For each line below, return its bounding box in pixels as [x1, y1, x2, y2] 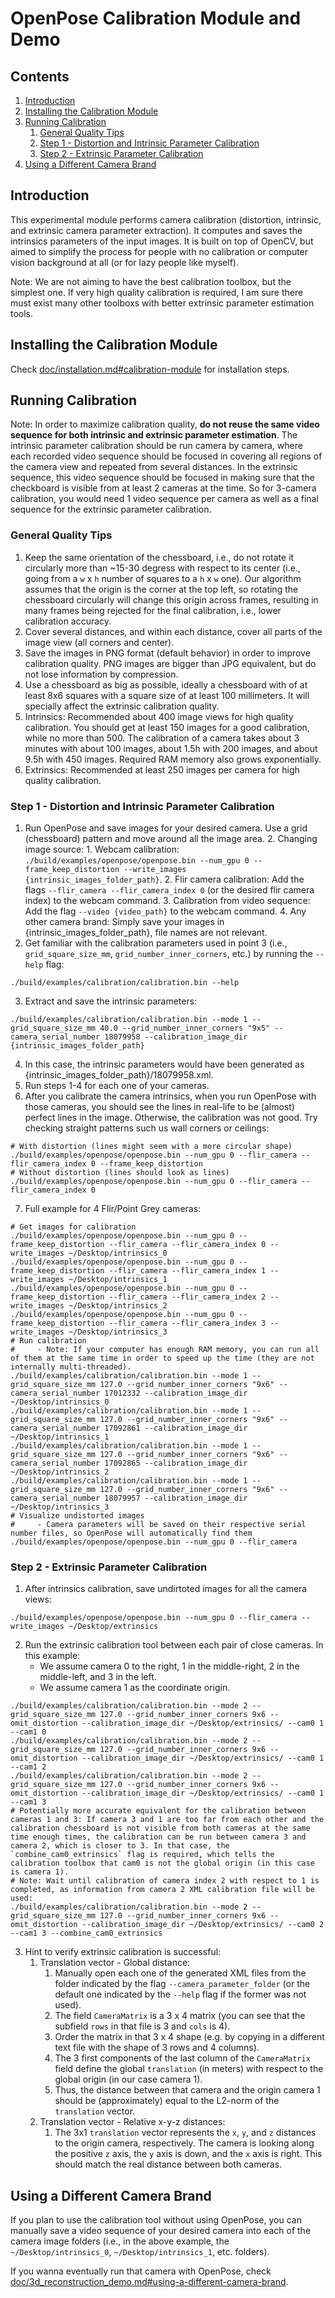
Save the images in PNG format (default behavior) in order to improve [24, 647, 311, 659]
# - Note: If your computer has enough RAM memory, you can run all [10, 1345, 320, 1355]
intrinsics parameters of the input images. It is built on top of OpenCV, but [10, 235, 314, 247]
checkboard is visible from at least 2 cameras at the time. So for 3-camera [10, 482, 317, 494]
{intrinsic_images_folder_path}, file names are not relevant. [24, 927, 268, 939]
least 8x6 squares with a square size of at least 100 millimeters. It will [24, 689, 310, 701]
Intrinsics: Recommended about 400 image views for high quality [24, 710, 294, 722]
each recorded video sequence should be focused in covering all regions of [10, 450, 323, 462]
